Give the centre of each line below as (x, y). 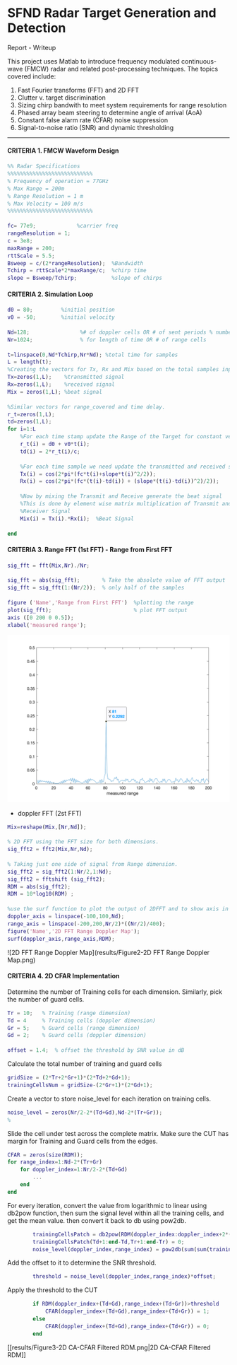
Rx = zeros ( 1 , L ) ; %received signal (61, 385)
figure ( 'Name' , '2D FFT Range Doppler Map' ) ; (74, 931)
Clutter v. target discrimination (61, 98)
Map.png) (22, 960)
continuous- (199, 61)
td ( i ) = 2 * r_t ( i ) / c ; (50, 451)
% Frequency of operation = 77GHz (58, 181)
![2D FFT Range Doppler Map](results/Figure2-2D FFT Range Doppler (109, 952)
